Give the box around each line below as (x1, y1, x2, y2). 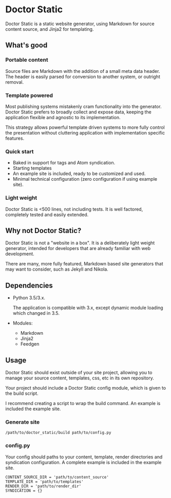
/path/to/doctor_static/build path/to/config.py (5, 430, 111, 435)
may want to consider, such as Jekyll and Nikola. (5, 266, 109, 273)
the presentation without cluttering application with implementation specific (5, 129, 165, 136)
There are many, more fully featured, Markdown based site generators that (5, 261, 163, 267)
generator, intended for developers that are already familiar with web (5, 245, 151, 252)
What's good (5, 41, 48, 50)
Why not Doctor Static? (5, 226, 82, 235)
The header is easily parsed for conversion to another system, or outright (5, 73, 160, 80)
